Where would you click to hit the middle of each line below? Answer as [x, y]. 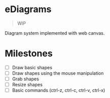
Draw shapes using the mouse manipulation [58, 73]
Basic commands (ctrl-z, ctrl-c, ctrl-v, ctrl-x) [59, 90]
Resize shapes [27, 85]
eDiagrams [28, 9]
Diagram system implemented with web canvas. [55, 33]
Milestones [29, 54]
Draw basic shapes [32, 67]
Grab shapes [25, 79]
